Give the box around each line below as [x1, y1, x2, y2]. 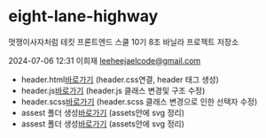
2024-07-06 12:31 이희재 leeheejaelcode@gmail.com [8, 55, 201, 65]
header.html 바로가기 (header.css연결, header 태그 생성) [20, 73, 219, 85]
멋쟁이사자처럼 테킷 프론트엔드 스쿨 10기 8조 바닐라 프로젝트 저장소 [8, 36, 239, 47]
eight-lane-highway [8, 6, 159, 27]
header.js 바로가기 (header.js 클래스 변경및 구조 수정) [20, 85, 206, 96]
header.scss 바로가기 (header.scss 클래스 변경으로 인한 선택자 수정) [20, 96, 258, 107]
